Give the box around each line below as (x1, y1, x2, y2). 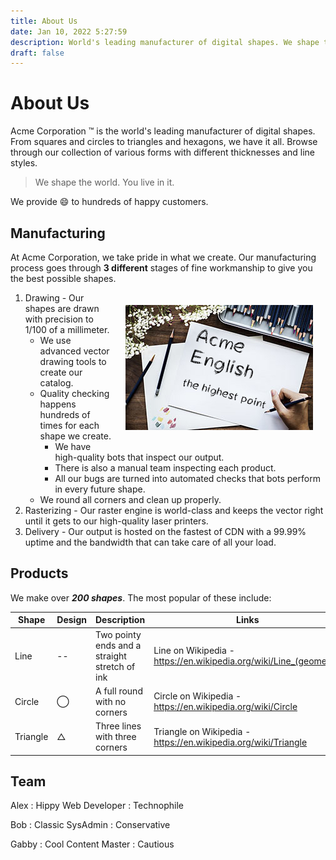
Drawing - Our (24, 292, 85, 304)
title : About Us (10, 16, 78, 26)
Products (10, 565, 69, 582)
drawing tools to (39, 356, 107, 367)
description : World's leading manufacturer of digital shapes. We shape (10, 37, 320, 47)
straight (94, 650, 127, 662)
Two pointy (94, 628, 142, 640)
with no (94, 695, 127, 707)
